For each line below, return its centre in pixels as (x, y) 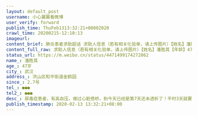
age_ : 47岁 (19, 66)
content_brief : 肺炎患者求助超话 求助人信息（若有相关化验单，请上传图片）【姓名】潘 (99, 45)
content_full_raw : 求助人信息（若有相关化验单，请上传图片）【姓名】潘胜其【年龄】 (97, 50)
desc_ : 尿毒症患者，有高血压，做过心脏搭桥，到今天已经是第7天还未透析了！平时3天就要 (99, 98)
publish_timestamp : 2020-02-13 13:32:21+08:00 (64, 104)
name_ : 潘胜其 (22, 60)
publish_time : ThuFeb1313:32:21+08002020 (58, 28)
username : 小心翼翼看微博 (35, 17)
